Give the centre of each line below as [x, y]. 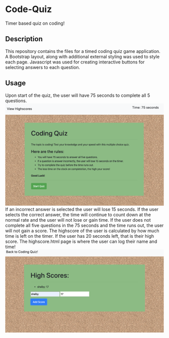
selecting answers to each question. [43, 67]
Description [24, 39]
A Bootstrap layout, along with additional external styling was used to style [82, 56]
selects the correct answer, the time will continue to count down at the [78, 215]
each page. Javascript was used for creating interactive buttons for [75, 62]
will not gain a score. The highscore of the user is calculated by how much [82, 231]
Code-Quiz [29, 9]
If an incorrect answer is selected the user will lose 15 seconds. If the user [82, 210]
